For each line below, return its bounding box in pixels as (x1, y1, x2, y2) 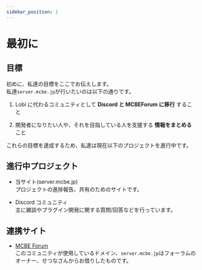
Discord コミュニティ (15, 198, 68, 206)
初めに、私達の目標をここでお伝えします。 (6, 80, 112, 87)
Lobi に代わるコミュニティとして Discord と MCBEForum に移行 (15, 101, 175, 108)
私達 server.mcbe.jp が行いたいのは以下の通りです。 (6, 87, 135, 95)
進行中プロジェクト (6, 161, 78, 172)
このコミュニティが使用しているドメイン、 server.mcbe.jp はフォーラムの (15, 249, 196, 257)
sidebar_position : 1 (6, 8, 59, 15)
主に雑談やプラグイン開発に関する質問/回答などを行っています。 (15, 206, 176, 214)
